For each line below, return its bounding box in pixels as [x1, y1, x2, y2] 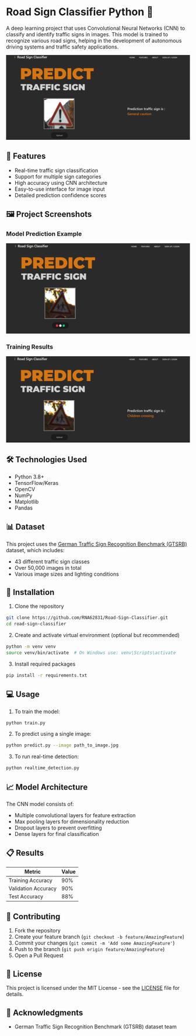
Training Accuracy [8, 877, 52, 884]
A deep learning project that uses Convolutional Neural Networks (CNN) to [6, 25, 185, 32]
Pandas [14, 504, 33, 511]
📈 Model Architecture [6, 782, 88, 792]
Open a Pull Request [14, 952, 64, 959]
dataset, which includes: [6, 546, 65, 553]
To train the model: [14, 708, 60, 715]
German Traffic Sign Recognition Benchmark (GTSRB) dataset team [14, 1023, 177, 1030]
